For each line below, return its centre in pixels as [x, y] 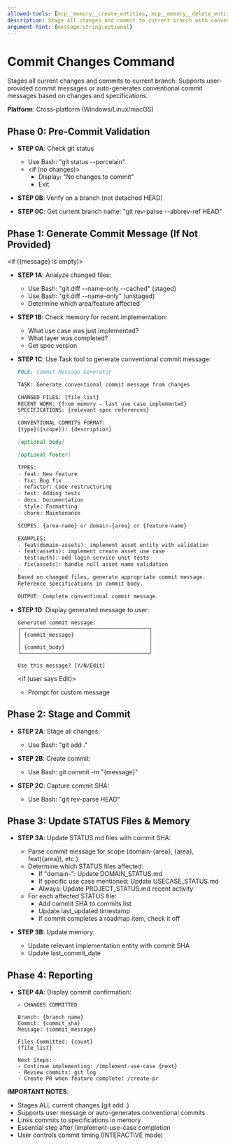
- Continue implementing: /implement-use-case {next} [97, 1067]
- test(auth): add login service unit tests [83, 558]
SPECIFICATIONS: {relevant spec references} [83, 410]
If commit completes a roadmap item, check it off [109, 919]
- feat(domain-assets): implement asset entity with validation [113, 545]
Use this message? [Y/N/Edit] [62, 666]
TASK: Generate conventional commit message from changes [104, 384]
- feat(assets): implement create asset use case [91, 551]
